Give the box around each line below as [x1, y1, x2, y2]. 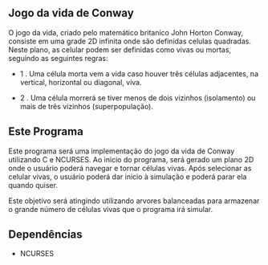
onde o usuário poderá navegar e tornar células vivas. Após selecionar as [8, 163, 252, 173]
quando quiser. [8, 180, 59, 190]
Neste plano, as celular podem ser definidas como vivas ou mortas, [8, 44, 231, 55]
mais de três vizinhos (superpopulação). [19, 101, 154, 111]
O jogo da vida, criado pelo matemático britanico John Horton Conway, [8, 27, 243, 37]
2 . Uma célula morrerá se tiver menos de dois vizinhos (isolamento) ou [19, 92, 256, 103]
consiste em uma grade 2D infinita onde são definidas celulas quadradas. [8, 36, 251, 46]
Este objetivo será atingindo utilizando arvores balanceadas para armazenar [8, 196, 260, 206]
